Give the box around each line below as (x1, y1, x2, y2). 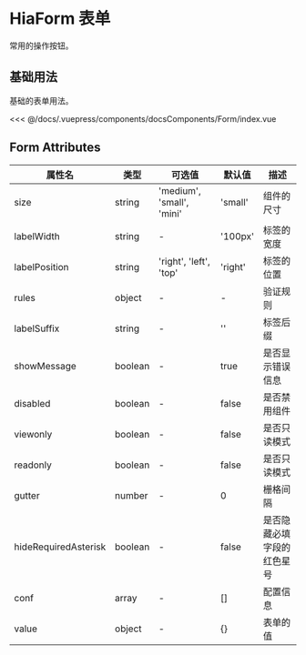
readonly (14, 458, 53, 471)
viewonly (14, 428, 53, 440)
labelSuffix (14, 322, 60, 335)
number (115, 489, 148, 501)
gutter (14, 489, 40, 501)
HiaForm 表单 (9, 8, 111, 29)
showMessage (14, 359, 77, 372)
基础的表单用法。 (9, 95, 74, 106)
